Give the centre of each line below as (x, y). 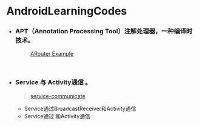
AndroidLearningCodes (67, 11)
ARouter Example (52, 54)
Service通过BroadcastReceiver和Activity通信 (80, 108)
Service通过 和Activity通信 (57, 116)
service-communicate (58, 96)
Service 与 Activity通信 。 (53, 82)
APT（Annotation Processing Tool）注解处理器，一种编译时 (104, 31)
